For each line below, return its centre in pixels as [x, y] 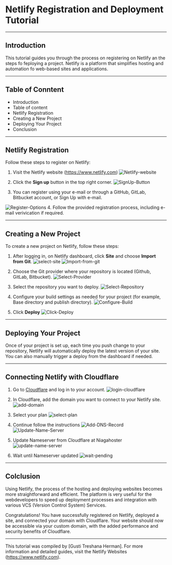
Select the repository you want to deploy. [56, 287]
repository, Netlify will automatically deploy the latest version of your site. [83, 351]
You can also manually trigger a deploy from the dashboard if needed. [79, 356]
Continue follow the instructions [46, 425]
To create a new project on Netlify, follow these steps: [62, 246]
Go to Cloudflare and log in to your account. [59, 389]
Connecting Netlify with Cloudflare [62, 377]
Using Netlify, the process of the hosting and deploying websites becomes [84, 489]
